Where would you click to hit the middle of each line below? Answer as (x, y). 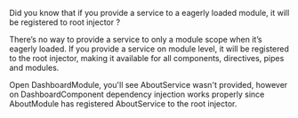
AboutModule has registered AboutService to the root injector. (123, 104)
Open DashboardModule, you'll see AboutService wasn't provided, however (149, 85)
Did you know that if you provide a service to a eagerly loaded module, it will (149, 13)
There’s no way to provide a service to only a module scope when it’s (136, 39)
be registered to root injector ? (65, 22)
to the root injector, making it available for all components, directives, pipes (147, 58)
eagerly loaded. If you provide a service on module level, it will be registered (149, 49)
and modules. (34, 67)
